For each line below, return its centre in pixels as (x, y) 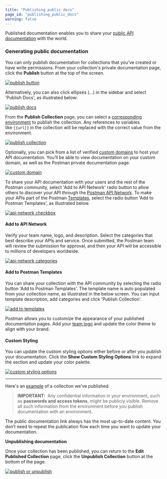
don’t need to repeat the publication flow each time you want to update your (83, 427)
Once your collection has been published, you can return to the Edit (75, 451)
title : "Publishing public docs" (40, 10)
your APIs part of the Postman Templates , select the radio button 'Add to (80, 198)
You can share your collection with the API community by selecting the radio (83, 283)
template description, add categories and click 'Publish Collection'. (73, 299)
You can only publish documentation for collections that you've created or (81, 62)
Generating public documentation (47, 51)
